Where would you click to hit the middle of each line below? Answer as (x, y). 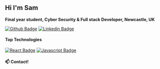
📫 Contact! (17, 61)
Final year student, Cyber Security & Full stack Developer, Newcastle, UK (80, 19)
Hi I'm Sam (22, 8)
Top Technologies (24, 40)
